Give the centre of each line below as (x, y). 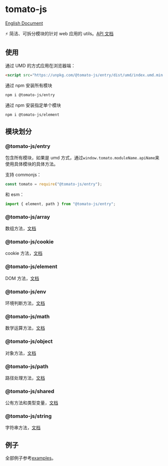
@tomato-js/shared (30, 391)
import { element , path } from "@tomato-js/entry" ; (60, 204)
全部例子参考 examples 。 (31, 458)
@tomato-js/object (29, 341)
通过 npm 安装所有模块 (29, 85)
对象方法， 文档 (21, 353)
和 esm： (15, 194)
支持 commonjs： (23, 175)
